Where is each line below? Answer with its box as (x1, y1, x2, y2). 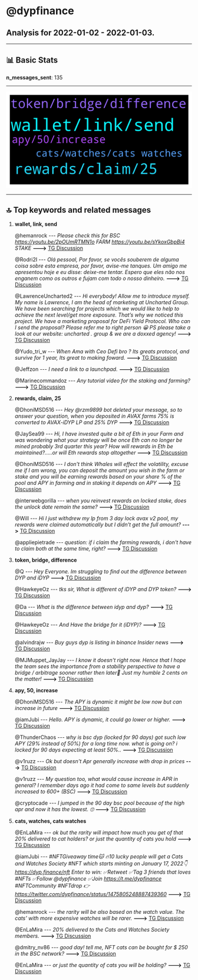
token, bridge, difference (14, 556, 77, 564)
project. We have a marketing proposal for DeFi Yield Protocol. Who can (14, 318, 190, 325)
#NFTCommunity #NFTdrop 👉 (14, 882, 90, 890)
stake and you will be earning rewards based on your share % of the (14, 473, 182, 480)
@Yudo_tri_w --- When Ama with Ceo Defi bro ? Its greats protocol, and (14, 348, 190, 355)
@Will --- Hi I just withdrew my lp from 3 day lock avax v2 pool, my (14, 515, 179, 522)
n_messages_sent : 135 (6, 74, 63, 81)
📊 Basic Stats (6, 55, 58, 66)
